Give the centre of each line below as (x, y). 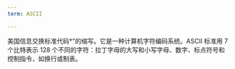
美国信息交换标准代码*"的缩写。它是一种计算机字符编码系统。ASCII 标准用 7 (117, 41)
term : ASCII (25, 14)
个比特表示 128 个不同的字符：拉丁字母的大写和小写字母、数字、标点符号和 (116, 49)
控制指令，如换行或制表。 (44, 58)
